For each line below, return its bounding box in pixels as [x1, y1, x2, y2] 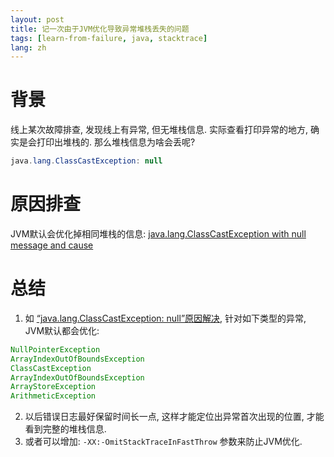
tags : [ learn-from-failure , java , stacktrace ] [10, 33, 208, 43]
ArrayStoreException [10, 382, 97, 392]
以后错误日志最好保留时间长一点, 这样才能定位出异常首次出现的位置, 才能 [24, 411, 325, 423]
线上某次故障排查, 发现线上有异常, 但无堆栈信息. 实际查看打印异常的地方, [10, 124, 308, 136]
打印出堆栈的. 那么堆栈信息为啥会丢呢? [36, 136, 196, 148]
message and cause [10, 239, 94, 251]
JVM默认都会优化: [24, 324, 100, 336]
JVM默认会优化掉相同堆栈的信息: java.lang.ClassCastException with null [10, 228, 307, 240]
